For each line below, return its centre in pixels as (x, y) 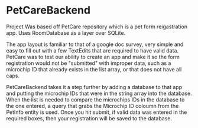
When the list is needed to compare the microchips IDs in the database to (95, 99)
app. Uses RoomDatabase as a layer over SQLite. (66, 32)
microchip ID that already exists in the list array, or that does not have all (94, 69)
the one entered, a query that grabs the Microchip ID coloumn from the (92, 106)
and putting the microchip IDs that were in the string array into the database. (99, 93)
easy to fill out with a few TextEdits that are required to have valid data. (92, 50)
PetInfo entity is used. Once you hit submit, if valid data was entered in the (97, 112)
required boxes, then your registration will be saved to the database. (89, 118)
